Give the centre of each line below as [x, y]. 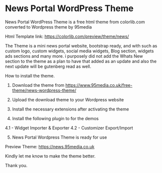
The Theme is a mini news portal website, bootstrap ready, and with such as [81, 46]
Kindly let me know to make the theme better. [50, 156]
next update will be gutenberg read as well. [48, 66]
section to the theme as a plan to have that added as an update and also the [81, 61]
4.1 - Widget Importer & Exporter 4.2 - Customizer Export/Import [69, 128]
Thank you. [16, 165]
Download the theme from [38, 85]
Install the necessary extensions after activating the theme [71, 109]
